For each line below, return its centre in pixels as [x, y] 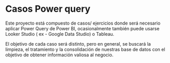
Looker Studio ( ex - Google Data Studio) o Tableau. [60, 34]
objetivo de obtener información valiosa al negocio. [59, 55]
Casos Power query [48, 9]
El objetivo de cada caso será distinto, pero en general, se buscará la [78, 44]
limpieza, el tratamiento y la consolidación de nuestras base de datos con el [85, 49]
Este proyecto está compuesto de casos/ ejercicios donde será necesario [83, 23]
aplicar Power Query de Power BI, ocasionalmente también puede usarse [82, 28]
